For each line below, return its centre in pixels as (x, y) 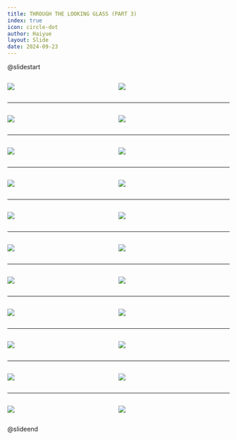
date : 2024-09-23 (33, 47)
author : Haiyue (30, 34)
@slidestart (24, 67)
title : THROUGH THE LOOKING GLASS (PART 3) (72, 14)
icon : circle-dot (33, 27)
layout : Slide (28, 40)
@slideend (23, 429)
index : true (25, 21)
